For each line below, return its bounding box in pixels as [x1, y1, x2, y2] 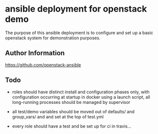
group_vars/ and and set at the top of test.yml [12, 114, 104, 119]
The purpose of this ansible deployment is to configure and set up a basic [5, 30, 154, 35]
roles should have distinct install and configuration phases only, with [12, 89, 150, 95]
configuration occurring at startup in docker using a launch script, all [12, 94, 150, 100]
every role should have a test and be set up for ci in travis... [12, 123, 132, 129]
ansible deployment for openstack [5, 3, 147, 15]
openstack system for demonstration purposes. [5, 35, 101, 41]
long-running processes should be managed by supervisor [12, 99, 131, 105]
